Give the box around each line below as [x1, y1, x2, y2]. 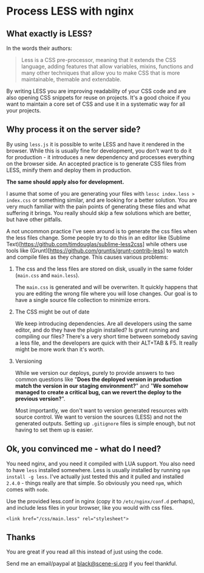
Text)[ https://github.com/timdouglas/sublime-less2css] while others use [6, 240, 188, 247]
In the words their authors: [6, 44, 73, 52]
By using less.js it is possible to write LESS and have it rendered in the [6, 140, 185, 148]
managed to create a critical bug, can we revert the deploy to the [15, 388, 182, 396]
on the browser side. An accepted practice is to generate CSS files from [6, 160, 186, 167]
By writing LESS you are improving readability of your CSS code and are [6, 87, 186, 95]
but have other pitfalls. [6, 216, 63, 223]
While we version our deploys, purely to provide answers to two [15, 369, 175, 376]
